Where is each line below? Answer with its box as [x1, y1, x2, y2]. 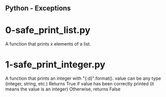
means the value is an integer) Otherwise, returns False [5, 86, 120, 92]
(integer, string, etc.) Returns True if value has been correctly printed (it [5, 81, 154, 87]
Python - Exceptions [5, 4, 71, 13]
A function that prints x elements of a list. [5, 41, 91, 47]
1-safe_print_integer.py [5, 59, 105, 70]
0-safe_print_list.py [5, 24, 91, 36]
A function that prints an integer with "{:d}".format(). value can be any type [5, 75, 161, 81]
